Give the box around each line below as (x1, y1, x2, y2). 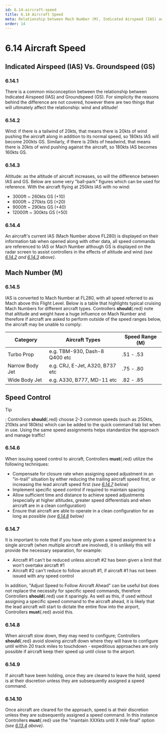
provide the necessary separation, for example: (5, 547, 102, 553)
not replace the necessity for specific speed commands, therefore (5, 588, 141, 594)
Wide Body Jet (7, 376, 42, 383)
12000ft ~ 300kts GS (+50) (12, 209, 68, 215)
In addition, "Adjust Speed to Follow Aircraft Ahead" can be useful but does (5, 583, 159, 589)
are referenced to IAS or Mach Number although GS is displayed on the (5, 244, 151, 249)
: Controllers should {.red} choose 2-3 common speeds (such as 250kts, (5, 416, 153, 422)
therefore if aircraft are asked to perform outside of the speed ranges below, (5, 316, 162, 322)
